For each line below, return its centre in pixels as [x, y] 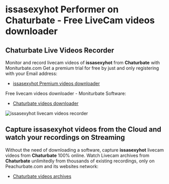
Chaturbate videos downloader [45, 103]
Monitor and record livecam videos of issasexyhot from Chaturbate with [83, 62]
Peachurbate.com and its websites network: [52, 166]
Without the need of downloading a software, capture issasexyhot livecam [85, 150]
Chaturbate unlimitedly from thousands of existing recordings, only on [80, 161]
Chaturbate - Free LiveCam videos [80, 20]
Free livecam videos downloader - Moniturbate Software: [66, 93]
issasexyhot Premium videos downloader [56, 84]
